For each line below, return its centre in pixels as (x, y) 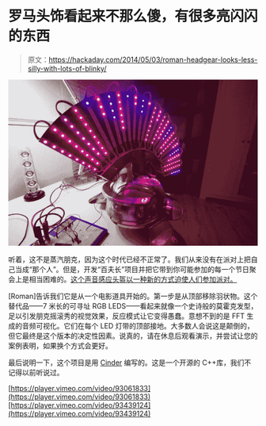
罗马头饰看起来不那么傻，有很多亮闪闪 (133, 16)
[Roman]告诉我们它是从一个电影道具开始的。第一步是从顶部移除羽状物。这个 (133, 296)
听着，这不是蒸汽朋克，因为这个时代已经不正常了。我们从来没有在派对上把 (129, 259)
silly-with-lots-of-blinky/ (67, 68)
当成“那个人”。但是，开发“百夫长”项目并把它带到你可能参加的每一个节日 (132, 270)
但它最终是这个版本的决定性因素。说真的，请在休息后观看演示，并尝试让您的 (133, 336)
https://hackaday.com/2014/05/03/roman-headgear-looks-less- (153, 59)
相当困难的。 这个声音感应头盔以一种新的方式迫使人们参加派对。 (133, 279)
